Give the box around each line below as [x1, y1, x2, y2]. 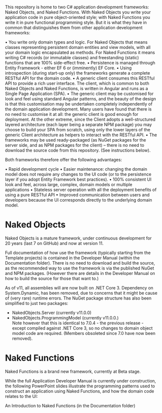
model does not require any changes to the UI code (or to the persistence [5, 172, 151, 177]
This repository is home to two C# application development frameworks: [5, 4, 149, 10]
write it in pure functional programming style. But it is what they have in [5, 19, 147, 25]
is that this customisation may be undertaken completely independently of [5, 101, 153, 107]
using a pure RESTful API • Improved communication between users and [5, 192, 150, 198]
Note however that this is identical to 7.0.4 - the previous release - [12, 320, 144, 326]
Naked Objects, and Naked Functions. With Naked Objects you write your [5, 9, 151, 15]
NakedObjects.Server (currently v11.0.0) [12, 310, 92, 316]
